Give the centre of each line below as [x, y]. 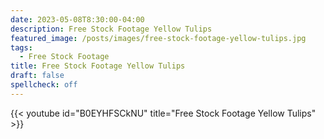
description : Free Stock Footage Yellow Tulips [111, 29]
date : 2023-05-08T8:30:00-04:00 [77, 19]
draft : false [37, 76]
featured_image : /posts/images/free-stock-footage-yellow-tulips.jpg [158, 38]
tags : [21, 47]
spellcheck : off [44, 85]
